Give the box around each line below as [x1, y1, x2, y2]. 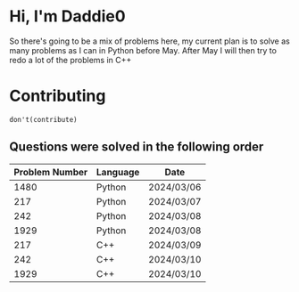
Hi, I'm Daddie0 [9, 6, 127, 27]
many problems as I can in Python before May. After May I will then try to [9, 45, 277, 55]
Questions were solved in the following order [9, 140, 264, 155]
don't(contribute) [9, 115, 78, 124]
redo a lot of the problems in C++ [9, 54, 132, 65]
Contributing [9, 86, 106, 106]
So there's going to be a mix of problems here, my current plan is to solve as [9, 36, 290, 46]
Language [96, 166, 140, 178]
